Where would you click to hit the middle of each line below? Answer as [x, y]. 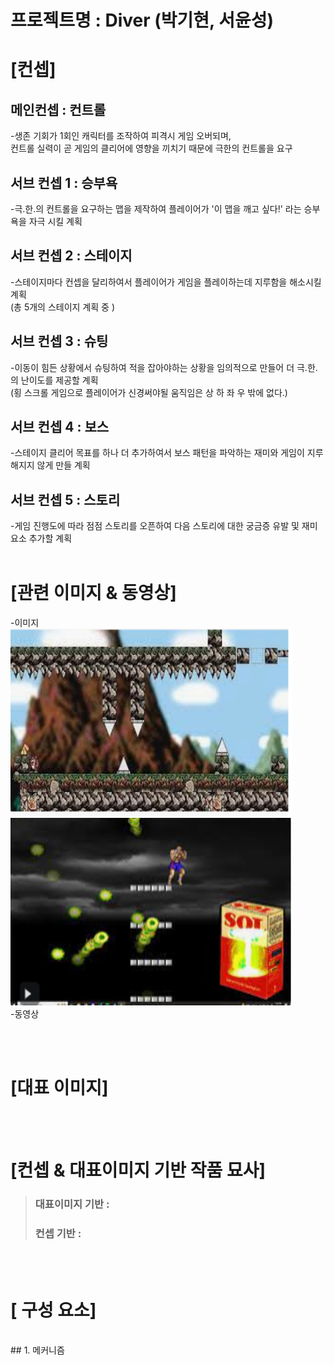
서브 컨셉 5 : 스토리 [65, 499]
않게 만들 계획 [63, 465]
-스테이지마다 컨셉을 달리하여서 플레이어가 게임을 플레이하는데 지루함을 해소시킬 [166, 282]
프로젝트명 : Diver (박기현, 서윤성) [142, 20]
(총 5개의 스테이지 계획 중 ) [63, 307]
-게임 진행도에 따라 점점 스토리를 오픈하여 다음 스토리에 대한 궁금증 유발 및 [155, 526]
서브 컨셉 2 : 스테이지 [71, 256]
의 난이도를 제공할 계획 [54, 380]
